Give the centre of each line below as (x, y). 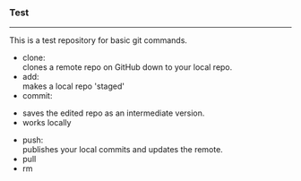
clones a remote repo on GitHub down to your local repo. (127, 67)
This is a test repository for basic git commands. (99, 40)
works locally (47, 123)
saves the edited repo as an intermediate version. (113, 113)
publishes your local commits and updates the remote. (123, 150)
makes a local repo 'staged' (73, 86)
